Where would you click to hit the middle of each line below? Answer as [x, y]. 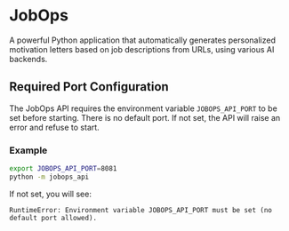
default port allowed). [53, 218]
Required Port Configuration [89, 87]
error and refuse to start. [54, 127]
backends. [28, 59]
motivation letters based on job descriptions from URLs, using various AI [142, 49]
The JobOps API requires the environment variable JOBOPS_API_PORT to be [143, 108]
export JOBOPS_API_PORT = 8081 [63, 169]
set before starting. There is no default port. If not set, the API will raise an [145, 117]
